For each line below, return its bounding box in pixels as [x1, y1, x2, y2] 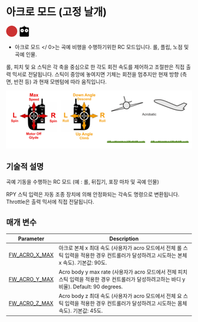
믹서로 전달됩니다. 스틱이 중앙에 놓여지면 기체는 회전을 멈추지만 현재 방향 [12, 70, 179, 77]
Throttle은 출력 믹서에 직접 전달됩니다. [6, 199, 94, 206]
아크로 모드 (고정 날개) [6, 5, 107, 19]
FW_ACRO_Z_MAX [8, 300, 54, 307]
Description [109, 235, 139, 242]
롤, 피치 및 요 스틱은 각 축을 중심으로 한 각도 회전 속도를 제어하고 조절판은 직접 [6, 63, 185, 70]
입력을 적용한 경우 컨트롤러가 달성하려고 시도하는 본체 [64, 252, 187, 259]
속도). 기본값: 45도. [58, 307, 103, 314]
